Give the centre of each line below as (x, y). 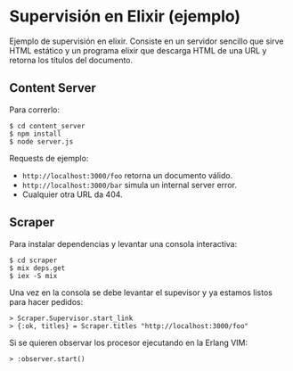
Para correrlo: (35, 110)
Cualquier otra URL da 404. (72, 194)
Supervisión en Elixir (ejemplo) (125, 16)
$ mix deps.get (37, 268)
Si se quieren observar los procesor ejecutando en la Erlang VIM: (129, 342)
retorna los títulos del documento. (71, 60)
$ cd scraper (33, 260)
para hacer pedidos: (46, 301)
